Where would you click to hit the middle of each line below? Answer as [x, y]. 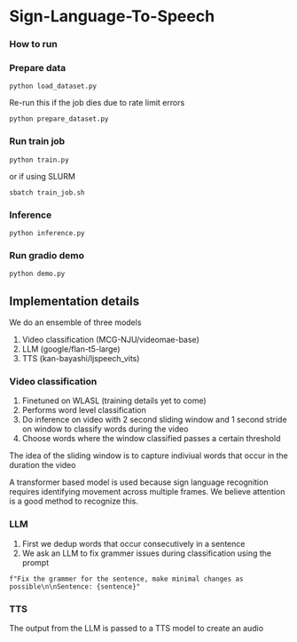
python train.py [39, 160]
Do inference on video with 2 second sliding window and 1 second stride [154, 420]
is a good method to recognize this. [74, 501]
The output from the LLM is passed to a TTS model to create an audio [137, 628]
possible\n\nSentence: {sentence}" [75, 587]
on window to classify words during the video [105, 429]
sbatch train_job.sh [47, 193]
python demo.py [37, 274]
